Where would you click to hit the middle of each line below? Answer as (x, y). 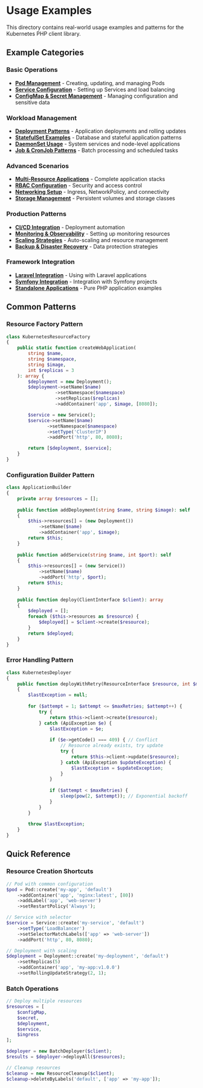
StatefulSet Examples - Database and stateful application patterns (98, 137)
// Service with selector (39, 917)
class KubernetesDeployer (39, 673)
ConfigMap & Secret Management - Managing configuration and (96, 96)
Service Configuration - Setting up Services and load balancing (95, 89)
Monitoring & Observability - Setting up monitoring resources (92, 234)
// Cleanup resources (34, 1067)
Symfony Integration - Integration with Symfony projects (86, 281)
